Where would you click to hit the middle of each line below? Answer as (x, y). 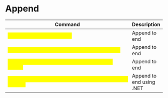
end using (143, 82)
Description (146, 24)
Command (67, 24)
